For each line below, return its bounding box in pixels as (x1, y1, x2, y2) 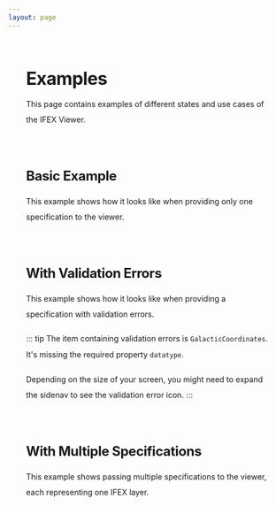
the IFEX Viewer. (26, 114, 86, 125)
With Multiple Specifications (26, 442, 203, 460)
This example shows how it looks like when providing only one (26, 195, 254, 206)
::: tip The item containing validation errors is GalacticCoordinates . (26, 333, 269, 343)
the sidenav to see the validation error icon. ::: (26, 389, 194, 400)
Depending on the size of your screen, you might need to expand (26, 373, 264, 385)
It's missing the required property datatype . (26, 349, 185, 359)
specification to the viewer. (26, 211, 125, 222)
